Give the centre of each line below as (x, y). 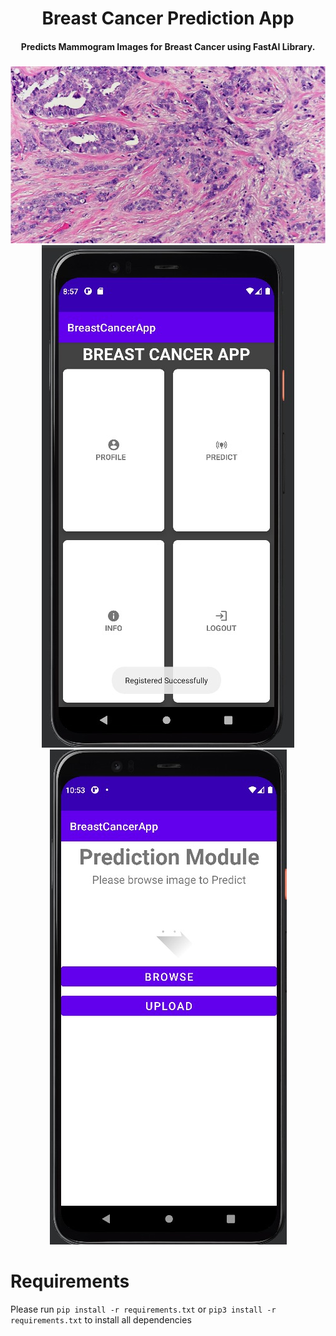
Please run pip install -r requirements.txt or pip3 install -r (143, 1309)
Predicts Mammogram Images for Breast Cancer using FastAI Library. (168, 46)
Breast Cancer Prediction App (168, 18)
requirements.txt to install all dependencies (101, 1320)
